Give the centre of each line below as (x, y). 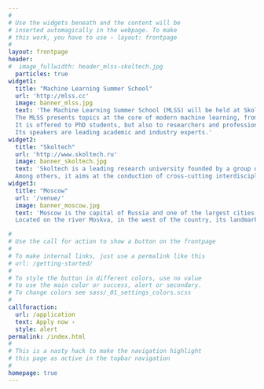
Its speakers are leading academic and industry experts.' (114, 132)
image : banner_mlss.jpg (54, 103)
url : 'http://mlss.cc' (52, 96)
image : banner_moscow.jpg (58, 205)
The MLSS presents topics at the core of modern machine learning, (128, 118)
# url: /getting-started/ (50, 263)
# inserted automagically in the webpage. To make (93, 30)
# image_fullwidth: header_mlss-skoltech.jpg (86, 67)
